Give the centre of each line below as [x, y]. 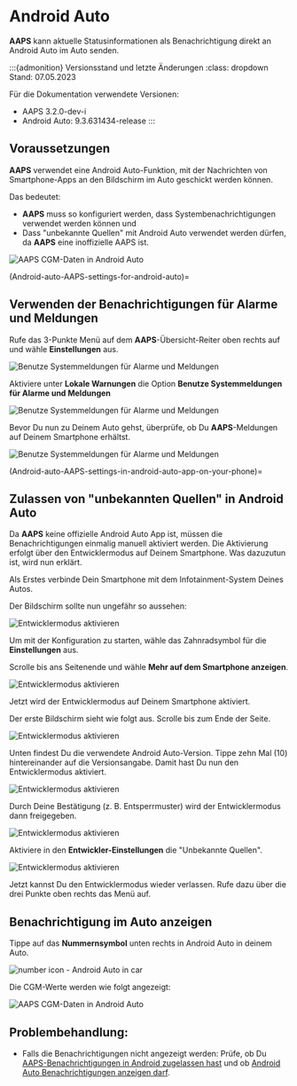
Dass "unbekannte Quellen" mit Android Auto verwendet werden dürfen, [154, 232]
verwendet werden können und [79, 223]
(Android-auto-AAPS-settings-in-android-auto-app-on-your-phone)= [136, 471]
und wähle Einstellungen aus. [64, 349]
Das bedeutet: [35, 196]
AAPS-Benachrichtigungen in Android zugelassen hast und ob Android [151, 1063]
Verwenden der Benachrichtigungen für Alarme [144, 305]
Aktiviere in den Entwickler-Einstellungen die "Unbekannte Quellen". [136, 850]
